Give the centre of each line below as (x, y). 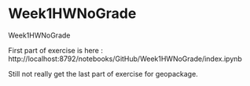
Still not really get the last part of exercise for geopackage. (103, 73)
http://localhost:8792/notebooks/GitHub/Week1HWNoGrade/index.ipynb (125, 59)
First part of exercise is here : (56, 50)
